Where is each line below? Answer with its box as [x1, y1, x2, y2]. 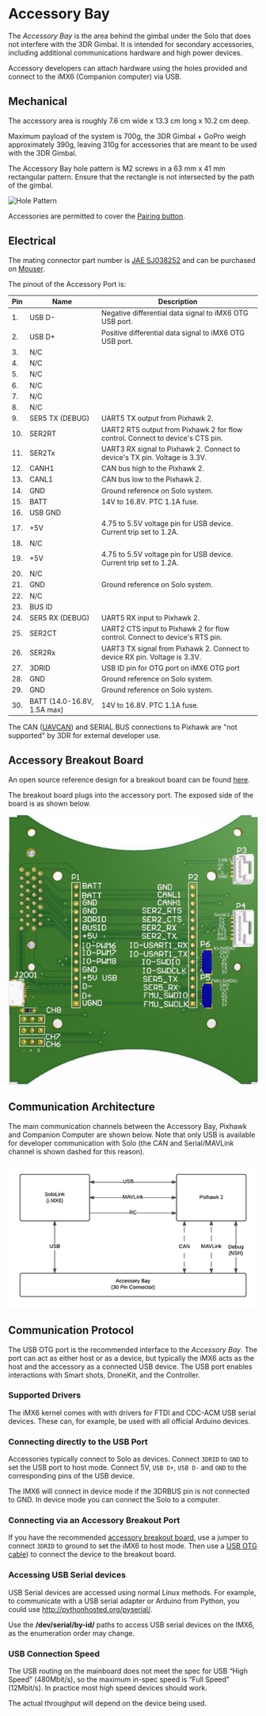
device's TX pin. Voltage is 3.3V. [101, 452, 207, 462]
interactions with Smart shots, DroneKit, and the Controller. [8, 1370, 200, 1379]
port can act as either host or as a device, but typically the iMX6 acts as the [8, 1353, 255, 1362]
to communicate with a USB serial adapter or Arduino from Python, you [8, 1596, 240, 1606]
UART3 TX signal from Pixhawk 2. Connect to [101, 643, 249, 653]
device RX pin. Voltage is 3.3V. [101, 652, 202, 662]
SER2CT [28, 628, 57, 638]
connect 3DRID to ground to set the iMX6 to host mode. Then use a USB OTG [8, 1541, 257, 1551]
